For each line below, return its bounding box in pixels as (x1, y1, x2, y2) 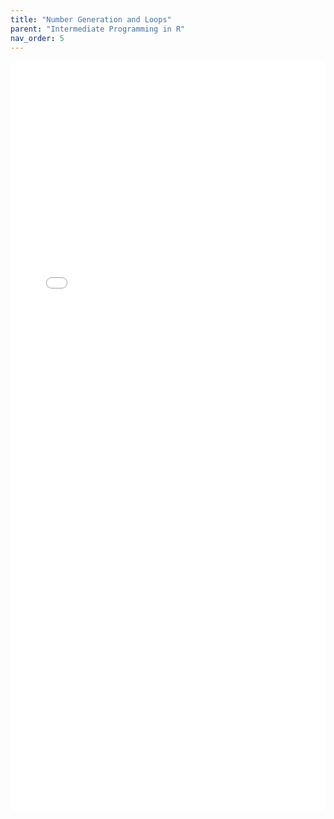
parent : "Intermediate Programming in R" (10, 24, 186, 34)
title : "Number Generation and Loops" (10, 14, 172, 25)
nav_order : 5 (10, 33, 65, 43)
